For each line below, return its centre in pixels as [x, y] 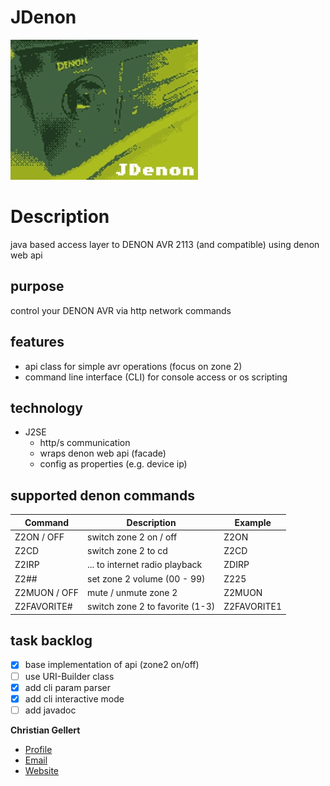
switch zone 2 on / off [132, 537]
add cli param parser [68, 687]
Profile [38, 749]
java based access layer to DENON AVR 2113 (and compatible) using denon [165, 244]
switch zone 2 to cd [127, 551]
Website [42, 770]
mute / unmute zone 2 [132, 592]
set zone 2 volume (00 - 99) [146, 578]
